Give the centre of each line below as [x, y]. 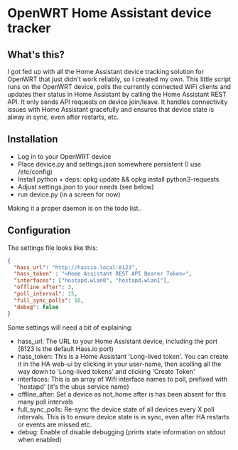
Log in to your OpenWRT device [64, 156]
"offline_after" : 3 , [44, 287]
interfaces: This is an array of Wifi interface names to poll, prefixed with [123, 379]
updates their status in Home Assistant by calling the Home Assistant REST [117, 94]
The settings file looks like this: [53, 248]
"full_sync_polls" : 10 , [49, 300]
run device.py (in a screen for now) [69, 194]
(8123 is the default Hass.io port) [65, 349]
